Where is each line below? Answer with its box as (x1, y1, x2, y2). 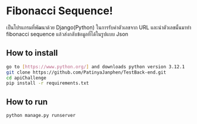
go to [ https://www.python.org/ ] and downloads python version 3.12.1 (6, 63, 185, 69)
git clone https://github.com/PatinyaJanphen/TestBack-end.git (6, 69, 167, 75)
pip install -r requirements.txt (6, 80, 89, 87)
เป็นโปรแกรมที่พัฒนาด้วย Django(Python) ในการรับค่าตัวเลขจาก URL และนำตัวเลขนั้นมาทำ (6, 24, 192, 31)
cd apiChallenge (6, 75, 46, 81)
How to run (6, 97, 48, 107)
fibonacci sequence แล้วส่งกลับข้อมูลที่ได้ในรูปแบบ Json (6, 30, 129, 37)
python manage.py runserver (6, 113, 76, 119)
